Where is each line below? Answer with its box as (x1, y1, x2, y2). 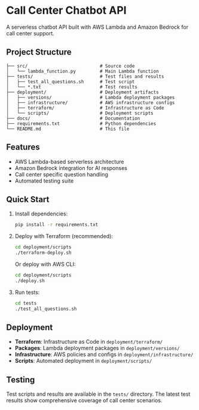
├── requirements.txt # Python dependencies (6, 120, 157, 126)
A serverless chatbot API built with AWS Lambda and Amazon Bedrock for (6, 23, 189, 31)
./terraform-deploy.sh (14, 250, 72, 256)
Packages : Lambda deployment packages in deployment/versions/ (14, 345, 180, 352)
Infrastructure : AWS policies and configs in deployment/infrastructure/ (14, 351, 194, 358)
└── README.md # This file (6, 126, 130, 132)
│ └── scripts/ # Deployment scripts (6, 110, 154, 116)
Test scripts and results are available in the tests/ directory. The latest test (6, 390, 191, 398)
